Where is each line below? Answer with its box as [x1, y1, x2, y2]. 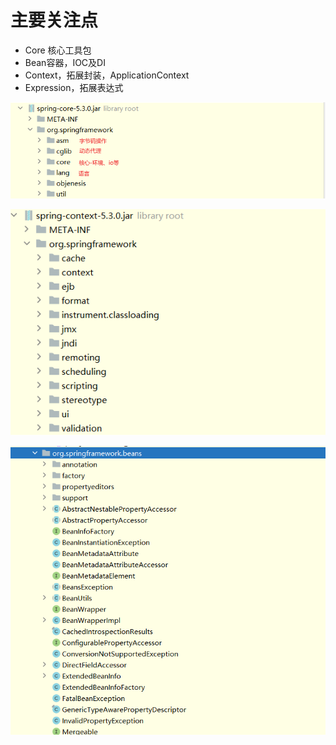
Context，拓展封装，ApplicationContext [24, 69, 190, 81]
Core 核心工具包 [24, 44, 92, 56]
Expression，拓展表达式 [24, 81, 124, 93]
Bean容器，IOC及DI [24, 56, 106, 68]
